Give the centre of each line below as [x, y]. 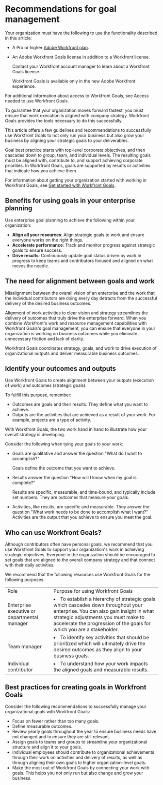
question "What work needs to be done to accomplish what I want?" [80, 512]
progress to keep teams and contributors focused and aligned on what [82, 261]
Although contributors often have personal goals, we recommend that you [79, 544]
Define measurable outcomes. [42, 726]
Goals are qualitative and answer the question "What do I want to [77, 453]
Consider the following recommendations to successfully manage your [76, 706]
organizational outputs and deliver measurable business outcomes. [72, 353]
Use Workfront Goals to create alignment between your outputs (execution [80, 380]
